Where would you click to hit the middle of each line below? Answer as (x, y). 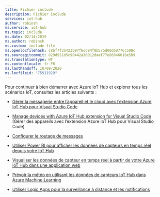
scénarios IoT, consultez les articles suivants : (51, 92)
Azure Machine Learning (37, 180)
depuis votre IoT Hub (33, 150)
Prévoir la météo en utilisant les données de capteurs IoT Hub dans (79, 175)
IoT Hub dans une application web (46, 165)
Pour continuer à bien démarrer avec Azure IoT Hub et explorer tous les (76, 87)
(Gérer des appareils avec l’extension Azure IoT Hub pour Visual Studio (83, 121)
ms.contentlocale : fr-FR (30, 64)
